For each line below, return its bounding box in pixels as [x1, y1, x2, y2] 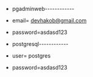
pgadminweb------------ [12, 5, 75, 12]
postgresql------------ [12, 41, 69, 47]
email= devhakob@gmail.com [12, 17, 87, 24]
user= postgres [12, 52, 51, 59]
